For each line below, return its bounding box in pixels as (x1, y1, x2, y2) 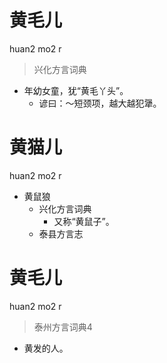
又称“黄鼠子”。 (53, 215, 115, 227)
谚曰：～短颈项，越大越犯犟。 (38, 97, 162, 109)
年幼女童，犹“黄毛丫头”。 (23, 84, 129, 96)
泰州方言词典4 (33, 321, 93, 333)
